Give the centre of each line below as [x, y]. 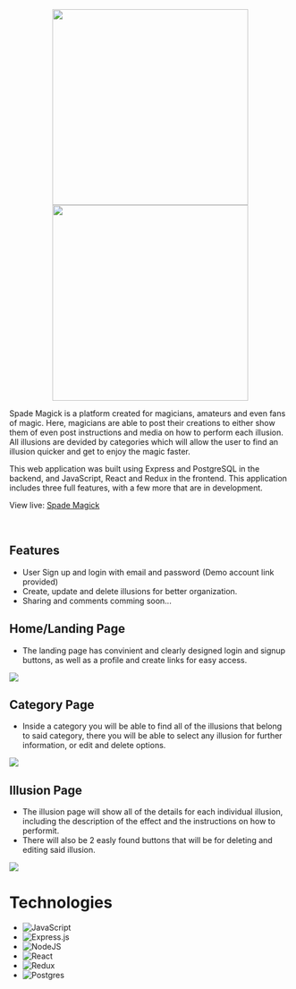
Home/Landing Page [68, 629]
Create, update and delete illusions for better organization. [130, 591]
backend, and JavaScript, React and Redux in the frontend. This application [148, 478]
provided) [40, 582]
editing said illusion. [59, 850]
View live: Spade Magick [55, 505]
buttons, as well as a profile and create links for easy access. [135, 660]
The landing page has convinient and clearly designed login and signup [154, 650]
